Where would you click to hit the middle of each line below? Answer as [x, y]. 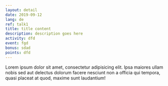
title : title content [28, 29]
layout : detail [21, 10]
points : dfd [18, 52]
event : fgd [17, 43]
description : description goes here [44, 34]
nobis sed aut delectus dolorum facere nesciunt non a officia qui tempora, [83, 72]
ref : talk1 [17, 24]
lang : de [15, 19]
